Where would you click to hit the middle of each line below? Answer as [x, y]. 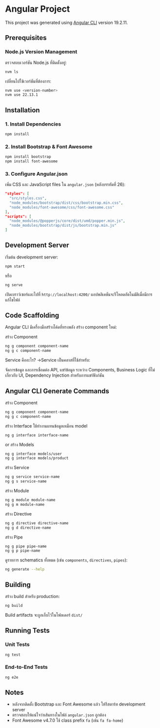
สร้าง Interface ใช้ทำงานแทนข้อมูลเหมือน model [46, 426]
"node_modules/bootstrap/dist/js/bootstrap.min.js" [63, 226]
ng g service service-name [32, 477]
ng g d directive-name [28, 528]
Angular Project [38, 9]
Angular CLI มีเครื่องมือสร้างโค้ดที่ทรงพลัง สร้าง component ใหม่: [61, 327]
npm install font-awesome [31, 161]
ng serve [14, 285]
